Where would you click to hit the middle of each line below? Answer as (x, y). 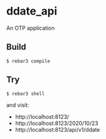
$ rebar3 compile (28, 61)
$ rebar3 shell (26, 93)
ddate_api (32, 11)
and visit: (18, 105)
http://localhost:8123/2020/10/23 (57, 123)
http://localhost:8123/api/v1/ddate (58, 129)
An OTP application (30, 28)
